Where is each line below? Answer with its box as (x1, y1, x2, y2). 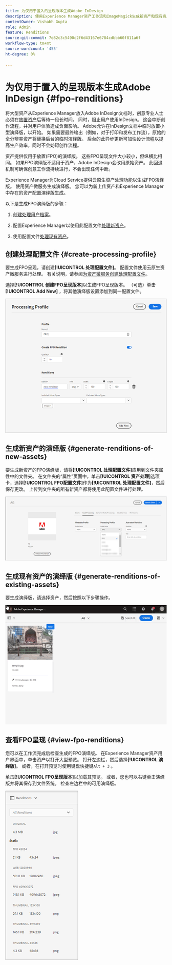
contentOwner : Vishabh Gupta (5, 19, 68, 24)
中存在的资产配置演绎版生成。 (5, 190, 68, 196)
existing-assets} (5, 580, 60, 589)
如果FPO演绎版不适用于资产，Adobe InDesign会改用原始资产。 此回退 (15, 160, 163, 166)
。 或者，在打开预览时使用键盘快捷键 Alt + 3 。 (16, 763, 116, 769)
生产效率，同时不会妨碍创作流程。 (9, 142, 82, 148)
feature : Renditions (5, 30, 50, 35)
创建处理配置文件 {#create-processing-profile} (5, 249, 157, 259)
